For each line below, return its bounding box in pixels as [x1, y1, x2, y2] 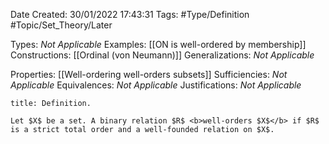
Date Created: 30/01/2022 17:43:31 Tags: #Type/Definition [10, 9, 250, 20]
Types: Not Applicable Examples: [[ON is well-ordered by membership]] [10, 39, 307, 50]
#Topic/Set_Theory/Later [10, 19, 113, 31]
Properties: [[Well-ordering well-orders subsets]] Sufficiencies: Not [10, 69, 288, 80]
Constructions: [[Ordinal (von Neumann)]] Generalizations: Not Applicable [10, 49, 315, 61]
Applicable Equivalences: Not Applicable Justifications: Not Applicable [10, 79, 302, 91]
